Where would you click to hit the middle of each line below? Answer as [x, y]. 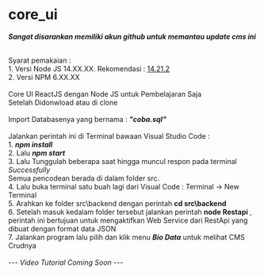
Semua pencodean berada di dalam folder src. [84, 178]
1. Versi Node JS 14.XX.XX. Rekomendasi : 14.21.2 [89, 68]
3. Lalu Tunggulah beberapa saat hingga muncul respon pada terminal [123, 161]
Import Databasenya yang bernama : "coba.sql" [87, 119]
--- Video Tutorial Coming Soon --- [66, 262]
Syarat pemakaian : [40, 60]
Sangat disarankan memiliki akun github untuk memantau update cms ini [132, 36]
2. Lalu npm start [37, 153]
